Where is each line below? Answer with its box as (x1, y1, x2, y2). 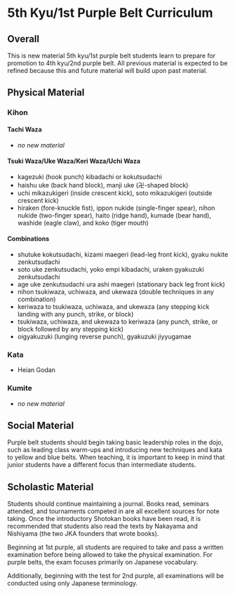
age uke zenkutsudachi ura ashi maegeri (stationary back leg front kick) (17, 279, 226, 289)
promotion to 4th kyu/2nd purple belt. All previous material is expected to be (7, 59, 228, 67)
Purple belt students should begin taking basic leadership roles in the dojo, (7, 438, 224, 447)
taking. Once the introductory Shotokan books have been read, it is (7, 515, 201, 523)
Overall (7, 33, 40, 45)
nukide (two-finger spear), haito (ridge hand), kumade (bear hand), (17, 211, 212, 219)
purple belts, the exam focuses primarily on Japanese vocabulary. (7, 558, 199, 567)
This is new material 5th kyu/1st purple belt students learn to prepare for (7, 51, 216, 60)
